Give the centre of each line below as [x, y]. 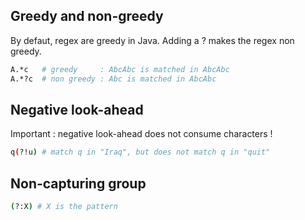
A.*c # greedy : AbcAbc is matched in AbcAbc [120, 69]
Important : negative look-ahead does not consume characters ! [141, 134]
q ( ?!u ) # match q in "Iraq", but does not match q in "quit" [140, 152]
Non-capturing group [78, 183]
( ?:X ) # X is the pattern [64, 207]
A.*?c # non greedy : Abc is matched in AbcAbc [113, 79]
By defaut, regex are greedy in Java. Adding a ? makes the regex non [152, 40]
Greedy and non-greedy [87, 16]
